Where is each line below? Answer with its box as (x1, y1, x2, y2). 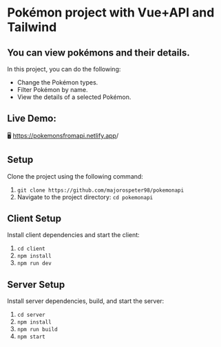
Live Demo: (7, 113, 56, 124)
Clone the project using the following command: (7, 172, 143, 180)
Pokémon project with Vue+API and (7, 5, 215, 21)
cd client (17, 245, 46, 252)
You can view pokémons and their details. (7, 47, 191, 58)
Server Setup (7, 278, 65, 290)
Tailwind (7, 19, 57, 35)
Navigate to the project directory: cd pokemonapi (17, 192, 154, 201)
